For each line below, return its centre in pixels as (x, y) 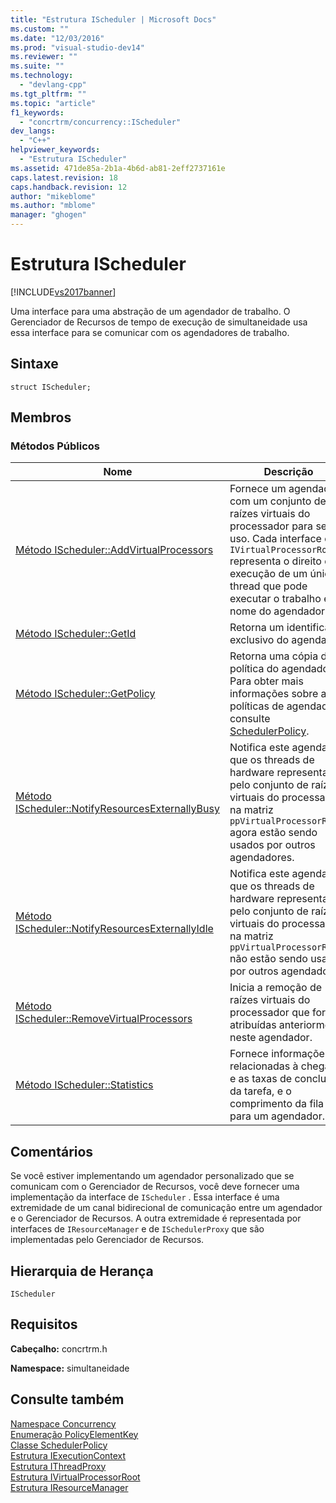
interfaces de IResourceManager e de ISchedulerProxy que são (137, 1229)
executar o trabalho (275, 599)
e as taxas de (261, 1079)
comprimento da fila (277, 1104)
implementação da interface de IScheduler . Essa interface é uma (145, 1197)
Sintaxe (34, 364)
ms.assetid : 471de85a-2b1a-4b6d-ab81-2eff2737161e (118, 168)
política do (254, 669)
